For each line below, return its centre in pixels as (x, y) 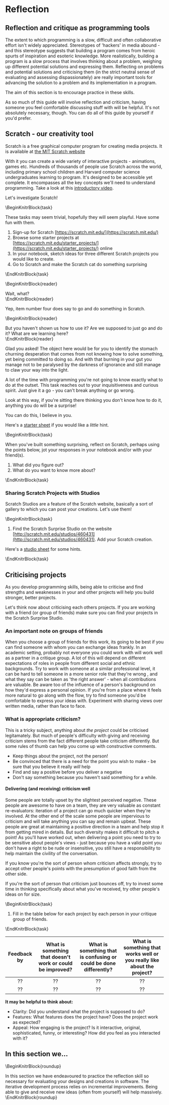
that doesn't (55, 957)
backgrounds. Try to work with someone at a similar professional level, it (80, 669)
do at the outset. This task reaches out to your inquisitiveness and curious (82, 385)
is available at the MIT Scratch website (45, 151)
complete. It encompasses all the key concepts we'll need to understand (80, 183)
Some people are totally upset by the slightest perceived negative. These (81, 800)
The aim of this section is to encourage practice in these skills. (70, 92)
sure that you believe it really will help (51, 767)
